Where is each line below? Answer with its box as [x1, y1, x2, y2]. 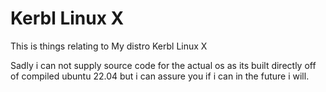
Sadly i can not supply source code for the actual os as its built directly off [10, 59, 317, 71]
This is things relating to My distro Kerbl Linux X [10, 40, 208, 52]
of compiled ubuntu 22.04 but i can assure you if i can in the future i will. [10, 70, 310, 82]
